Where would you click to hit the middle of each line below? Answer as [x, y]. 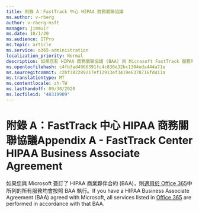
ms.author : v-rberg [30, 17]
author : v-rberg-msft [33, 23]
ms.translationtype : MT [36, 78]
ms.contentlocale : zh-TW [37, 84]
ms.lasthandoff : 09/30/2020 [41, 89]
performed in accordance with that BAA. [55, 204]
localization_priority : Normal [45, 56]
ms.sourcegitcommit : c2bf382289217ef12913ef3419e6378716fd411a [86, 72]
